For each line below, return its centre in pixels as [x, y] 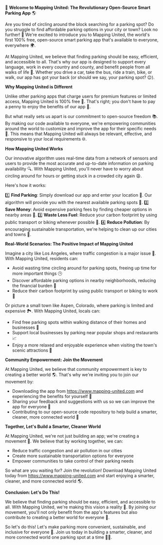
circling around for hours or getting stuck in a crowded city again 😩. [73, 176]
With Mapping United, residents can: [42, 258]
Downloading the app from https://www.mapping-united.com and [78, 391]
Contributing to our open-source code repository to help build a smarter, [85, 412]
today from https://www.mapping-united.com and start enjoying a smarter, [80, 475]
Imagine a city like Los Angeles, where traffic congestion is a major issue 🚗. [81, 253]
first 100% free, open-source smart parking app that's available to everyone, [82, 40]
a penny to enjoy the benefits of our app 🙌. [48, 107]
